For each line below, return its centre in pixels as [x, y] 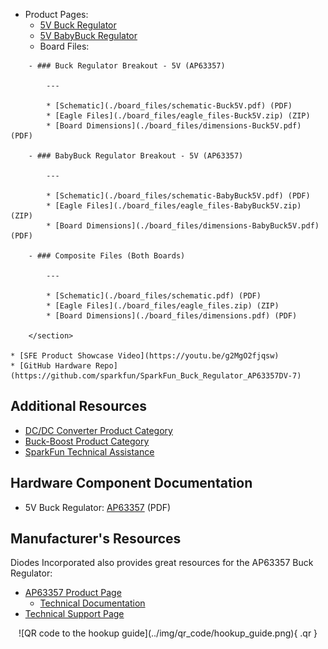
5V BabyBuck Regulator [88, 35]
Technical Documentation [92, 603]
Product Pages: [56, 14]
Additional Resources [78, 406]
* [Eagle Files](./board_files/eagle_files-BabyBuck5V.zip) [174, 206]
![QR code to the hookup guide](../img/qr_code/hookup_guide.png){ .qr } [168, 633]
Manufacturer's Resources [96, 539]
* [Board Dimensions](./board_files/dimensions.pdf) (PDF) [172, 316]
